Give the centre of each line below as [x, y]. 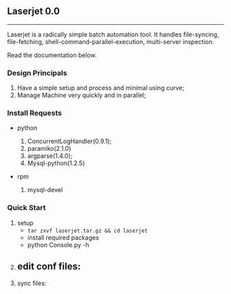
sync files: [32, 283]
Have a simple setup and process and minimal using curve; [100, 88]
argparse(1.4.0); [50, 156]
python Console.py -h [58, 244]
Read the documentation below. [52, 55]
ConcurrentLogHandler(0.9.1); [69, 141]
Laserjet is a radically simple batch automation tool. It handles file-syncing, [113, 34]
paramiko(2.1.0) [49, 149]
